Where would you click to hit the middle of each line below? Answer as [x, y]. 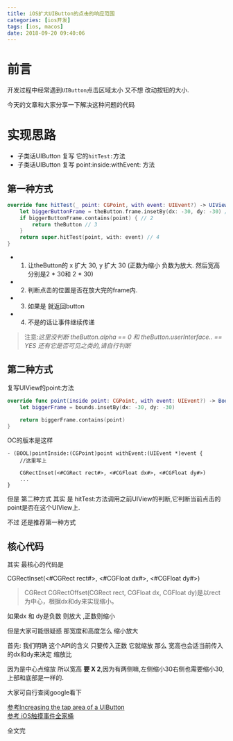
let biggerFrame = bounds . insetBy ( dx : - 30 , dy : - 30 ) [97, 407]
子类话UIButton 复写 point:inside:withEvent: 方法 [86, 165]
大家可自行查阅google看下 [44, 692]
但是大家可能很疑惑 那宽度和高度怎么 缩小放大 [73, 631]
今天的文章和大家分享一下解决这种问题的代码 [71, 105]
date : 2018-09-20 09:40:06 [46, 33]
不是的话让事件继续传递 [61, 322]
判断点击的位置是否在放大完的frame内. [83, 290]
